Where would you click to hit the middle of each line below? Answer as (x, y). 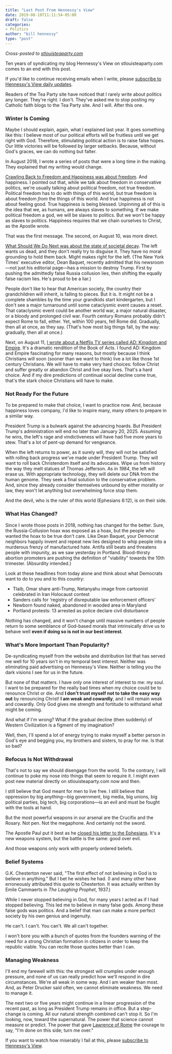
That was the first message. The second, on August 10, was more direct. (82, 236)
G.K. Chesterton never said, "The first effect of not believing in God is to (81, 873)
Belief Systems (24, 862)
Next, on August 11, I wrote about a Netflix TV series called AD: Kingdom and (86, 342)
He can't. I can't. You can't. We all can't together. (57, 925)
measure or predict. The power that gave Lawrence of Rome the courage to (85, 1025)
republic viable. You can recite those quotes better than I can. (70, 947)
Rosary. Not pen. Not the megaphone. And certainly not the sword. (76, 823)
